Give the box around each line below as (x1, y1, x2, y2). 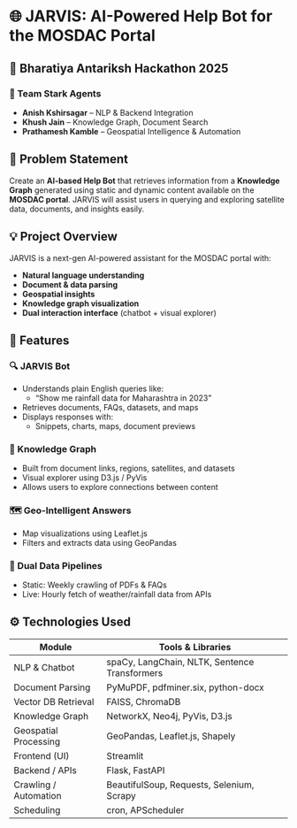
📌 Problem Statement (9, 152, 129, 167)
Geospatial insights (21, 288, 95, 299)
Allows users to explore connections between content (21, 482, 218, 493)
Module (39, 640, 72, 653)
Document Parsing (13, 681, 91, 694)
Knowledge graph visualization (21, 298, 140, 309)
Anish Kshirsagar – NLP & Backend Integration (21, 107, 194, 118)
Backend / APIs (13, 763, 77, 776)
